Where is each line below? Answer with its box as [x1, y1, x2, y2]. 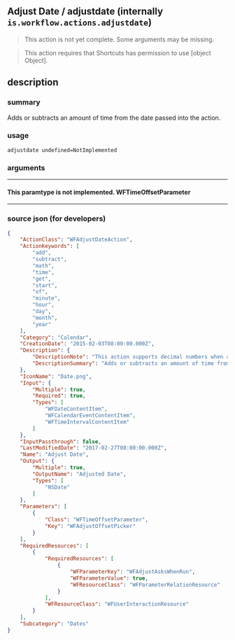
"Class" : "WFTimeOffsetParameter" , [44, 516, 149, 524]
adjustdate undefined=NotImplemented [7, 146, 117, 153]
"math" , [32, 262, 55, 269]
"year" [32, 321, 52, 328]
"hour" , [32, 301, 55, 309]
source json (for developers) [7, 214, 106, 223]
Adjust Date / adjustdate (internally [7, 6, 163, 18]
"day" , [32, 308, 52, 315]
